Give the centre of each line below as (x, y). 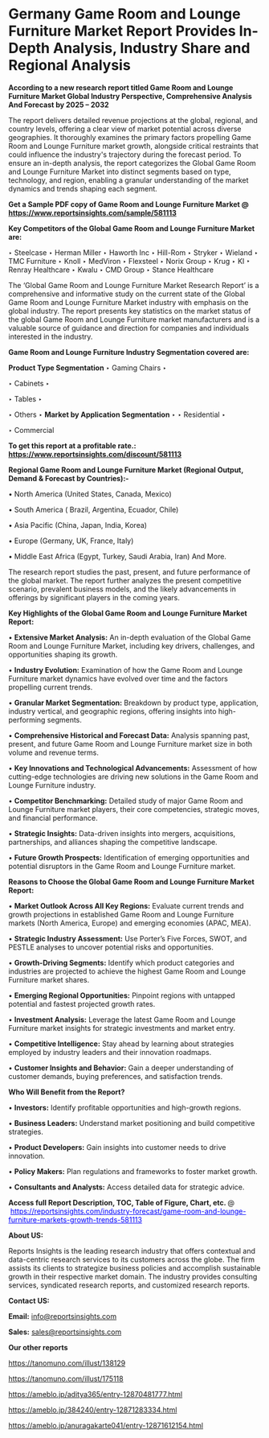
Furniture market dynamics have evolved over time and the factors (118, 678)
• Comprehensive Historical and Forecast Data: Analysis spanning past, (129, 735)
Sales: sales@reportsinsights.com (65, 1332)
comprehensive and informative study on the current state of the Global (127, 294)
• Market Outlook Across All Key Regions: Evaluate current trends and (126, 905)
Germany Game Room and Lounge (124, 14)
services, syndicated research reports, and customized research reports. (129, 1285)
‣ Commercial (31, 430)
